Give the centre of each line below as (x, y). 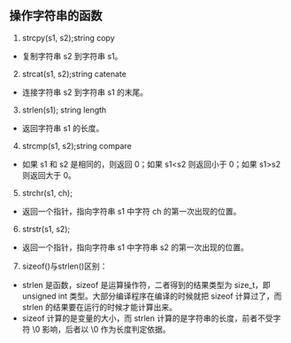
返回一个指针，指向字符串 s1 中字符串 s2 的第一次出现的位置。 (135, 247)
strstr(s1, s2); (46, 229)
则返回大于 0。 (49, 175)
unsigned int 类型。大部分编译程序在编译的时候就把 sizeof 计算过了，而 (152, 296)
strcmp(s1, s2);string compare (77, 145)
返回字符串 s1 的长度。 (63, 128)
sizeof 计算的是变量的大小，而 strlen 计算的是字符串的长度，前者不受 (147, 318)
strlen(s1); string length (64, 110)
